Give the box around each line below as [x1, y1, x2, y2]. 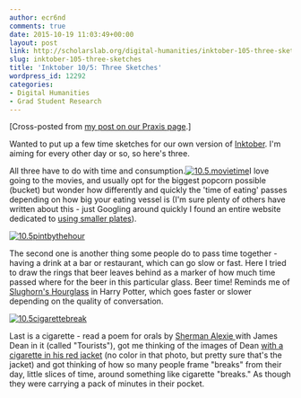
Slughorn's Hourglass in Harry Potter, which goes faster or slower [9, 287, 253, 297]
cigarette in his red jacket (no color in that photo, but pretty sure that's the [9, 349, 282, 360]
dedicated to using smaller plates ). [9, 213, 137, 225]
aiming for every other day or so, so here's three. [9, 148, 190, 159]
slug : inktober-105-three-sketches [9, 55, 142, 64]
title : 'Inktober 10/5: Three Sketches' [9, 64, 163, 73]
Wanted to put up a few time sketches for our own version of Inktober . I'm [9, 138, 281, 149]
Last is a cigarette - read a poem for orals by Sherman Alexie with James [9, 331, 278, 341]
